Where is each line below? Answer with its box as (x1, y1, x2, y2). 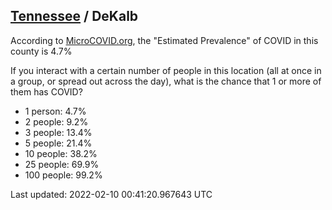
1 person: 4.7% (24, 105, 87, 117)
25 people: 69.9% (24, 158, 100, 170)
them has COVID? (10, 85, 83, 98)
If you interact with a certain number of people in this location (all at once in (10, 64, 322, 76)
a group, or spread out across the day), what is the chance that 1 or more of (10, 75, 322, 87)
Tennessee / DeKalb (10, 8, 139, 25)
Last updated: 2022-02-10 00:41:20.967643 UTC (10, 188, 213, 200)
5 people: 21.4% (24, 137, 93, 149)
